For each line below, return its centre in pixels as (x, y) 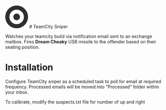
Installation (29, 67)
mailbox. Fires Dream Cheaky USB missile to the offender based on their (81, 42)
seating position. (22, 47)
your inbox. (17, 92)
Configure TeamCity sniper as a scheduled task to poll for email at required (83, 81)
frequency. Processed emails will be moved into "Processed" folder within (82, 87)
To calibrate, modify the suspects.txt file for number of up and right (75, 102)
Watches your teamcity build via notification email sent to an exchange (79, 36)
